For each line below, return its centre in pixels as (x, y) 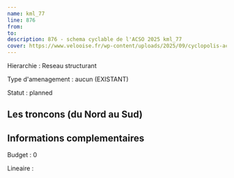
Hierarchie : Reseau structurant (52, 66)
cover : (17, 46)
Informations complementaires (76, 138)
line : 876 (22, 20)
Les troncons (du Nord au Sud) (75, 114)
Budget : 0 (22, 155)
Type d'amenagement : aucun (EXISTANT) (68, 79)
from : (15, 26)
